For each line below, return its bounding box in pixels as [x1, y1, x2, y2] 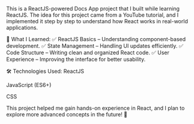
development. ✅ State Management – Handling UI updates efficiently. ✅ [6, 42, 184, 49]
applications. [6, 24, 38, 31]
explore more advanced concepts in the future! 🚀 [6, 111, 128, 118]
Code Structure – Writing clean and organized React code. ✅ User [6, 49, 169, 56]
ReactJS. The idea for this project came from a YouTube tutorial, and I [6, 11, 179, 18]
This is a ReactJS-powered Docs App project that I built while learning [6, 5, 180, 12]
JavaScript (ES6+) [6, 82, 52, 88]
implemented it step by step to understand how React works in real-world [6, 18, 188, 24]
